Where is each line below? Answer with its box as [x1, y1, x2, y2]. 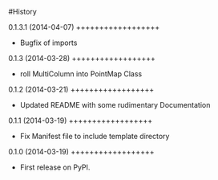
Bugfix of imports [19, 38, 78, 47]
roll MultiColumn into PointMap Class [19, 69, 143, 79]
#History [8, 7, 38, 16]
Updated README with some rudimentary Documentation [19, 100, 211, 109]
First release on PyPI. [19, 162, 91, 172]
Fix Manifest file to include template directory [19, 132, 170, 141]
